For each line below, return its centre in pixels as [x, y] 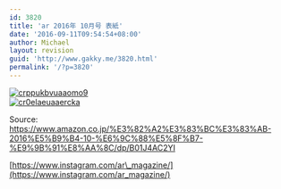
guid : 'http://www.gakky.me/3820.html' [84, 59]
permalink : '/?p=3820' [51, 68]
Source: [24, 119]
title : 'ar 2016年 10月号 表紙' [66, 26]
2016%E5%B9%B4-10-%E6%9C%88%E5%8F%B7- [106, 138]
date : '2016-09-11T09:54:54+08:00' [76, 34]
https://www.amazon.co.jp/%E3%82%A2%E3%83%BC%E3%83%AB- [140, 128]
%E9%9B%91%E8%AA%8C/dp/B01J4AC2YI [93, 147]
